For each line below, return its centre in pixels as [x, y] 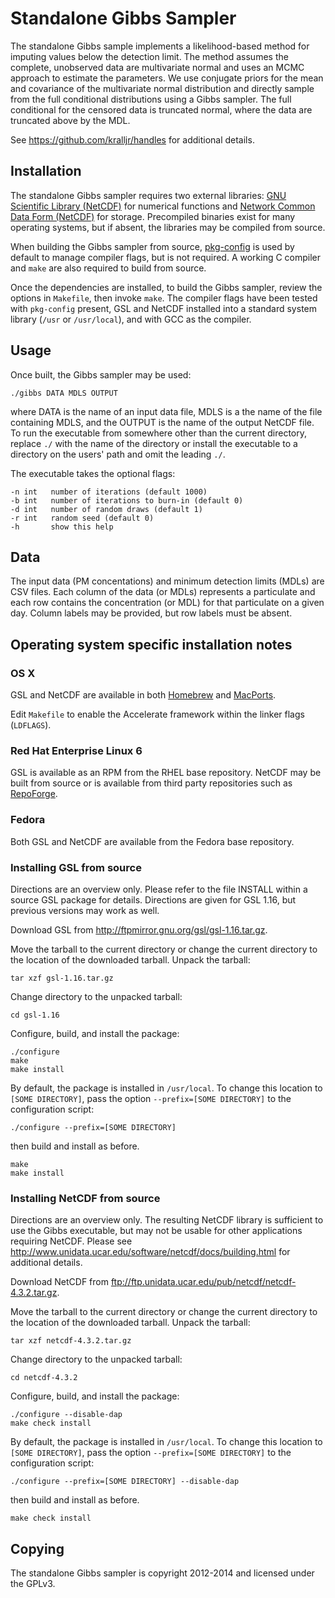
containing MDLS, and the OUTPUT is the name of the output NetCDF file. [162, 422]
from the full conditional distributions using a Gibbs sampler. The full [151, 99]
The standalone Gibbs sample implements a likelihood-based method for [160, 46]
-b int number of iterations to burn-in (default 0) [127, 500]
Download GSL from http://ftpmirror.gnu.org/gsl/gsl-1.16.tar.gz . [139, 929]
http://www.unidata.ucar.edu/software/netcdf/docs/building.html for [150, 1252]
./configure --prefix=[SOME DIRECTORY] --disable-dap [125, 1482]
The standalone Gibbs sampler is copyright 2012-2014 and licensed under [162, 1573]
